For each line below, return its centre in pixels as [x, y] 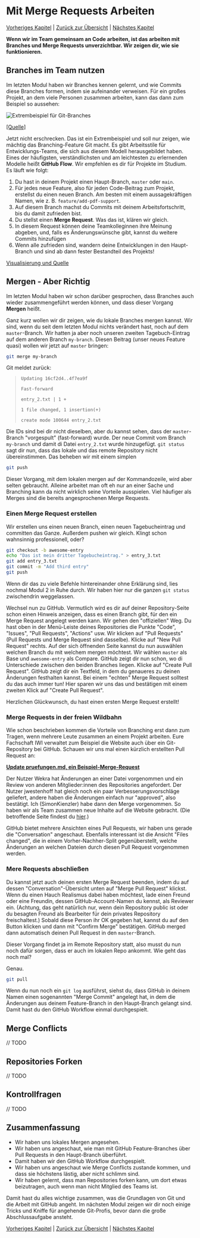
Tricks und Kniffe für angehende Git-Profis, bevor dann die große [86, 1211]
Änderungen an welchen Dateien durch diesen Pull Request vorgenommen [98, 847]
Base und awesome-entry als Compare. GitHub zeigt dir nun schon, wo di [94, 658]
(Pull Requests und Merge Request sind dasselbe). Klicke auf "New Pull [93, 640]
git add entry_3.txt [32, 561]
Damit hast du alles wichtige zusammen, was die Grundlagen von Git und [96, 1198]
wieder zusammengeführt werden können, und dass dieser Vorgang [90, 302]
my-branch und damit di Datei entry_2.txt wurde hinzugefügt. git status [95, 444]
